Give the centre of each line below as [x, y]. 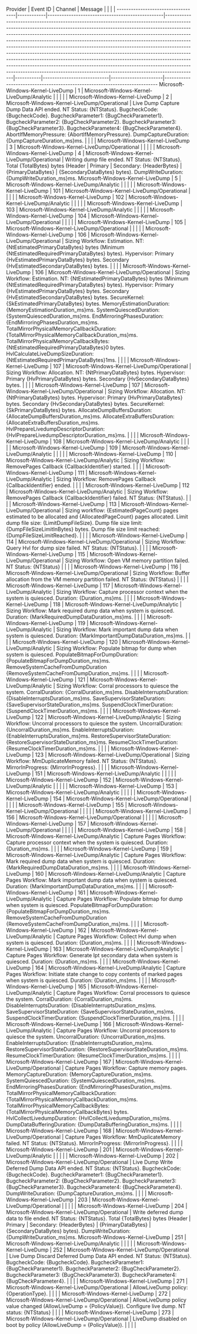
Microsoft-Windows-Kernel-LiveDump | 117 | [60, 586]
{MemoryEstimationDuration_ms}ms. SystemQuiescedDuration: [83, 310]
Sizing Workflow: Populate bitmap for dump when [116, 648]
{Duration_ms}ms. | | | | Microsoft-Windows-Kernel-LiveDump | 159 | [89, 849]
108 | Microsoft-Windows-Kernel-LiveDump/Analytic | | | [121, 441]
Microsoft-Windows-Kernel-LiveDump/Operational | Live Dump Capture [93, 103]
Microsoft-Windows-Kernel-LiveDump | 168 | [60, 1131]
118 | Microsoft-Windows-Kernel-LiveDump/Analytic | [117, 604]
